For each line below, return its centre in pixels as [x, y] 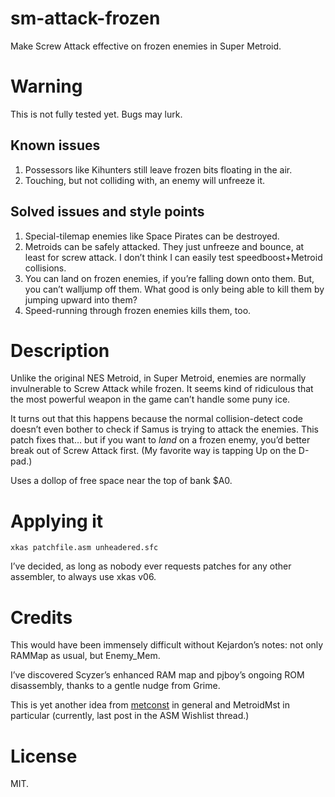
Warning [46, 86]
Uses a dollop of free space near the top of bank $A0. [121, 481]
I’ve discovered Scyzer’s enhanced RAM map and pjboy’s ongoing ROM [157, 675]
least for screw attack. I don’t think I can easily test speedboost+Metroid [173, 257]
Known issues [55, 145]
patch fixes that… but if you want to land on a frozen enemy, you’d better [160, 440]
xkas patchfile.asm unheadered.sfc [84, 548]
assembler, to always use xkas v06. [83, 577]
